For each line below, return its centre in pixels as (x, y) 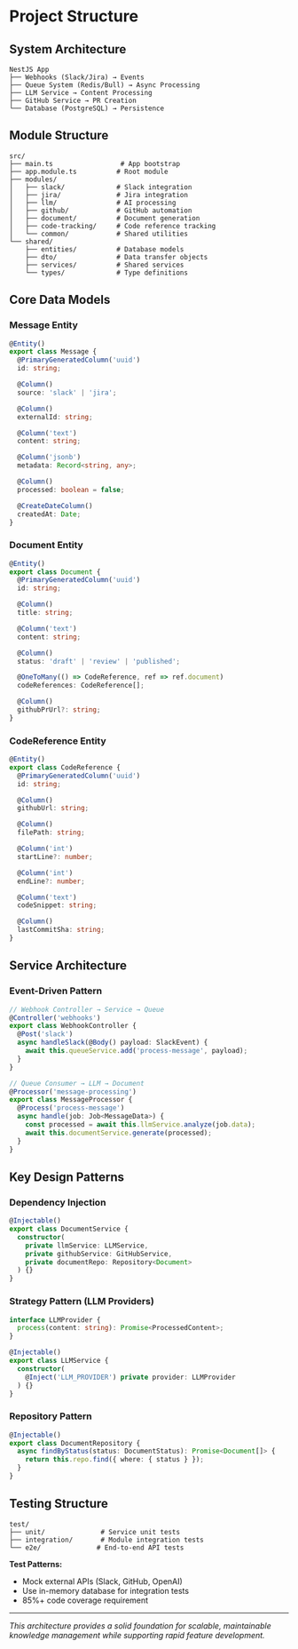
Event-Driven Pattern (56, 991)
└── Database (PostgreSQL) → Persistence (87, 108)
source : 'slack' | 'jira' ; (67, 393)
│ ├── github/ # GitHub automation (101, 211)
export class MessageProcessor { (71, 1100)
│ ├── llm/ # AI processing (93, 203)
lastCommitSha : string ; (61, 930)
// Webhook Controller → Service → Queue (87, 1009)
